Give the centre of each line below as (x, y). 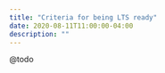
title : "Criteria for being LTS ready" (83, 17)
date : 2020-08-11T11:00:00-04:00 (71, 26)
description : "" (39, 34)
